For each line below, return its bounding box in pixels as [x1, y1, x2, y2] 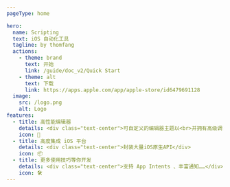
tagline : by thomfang [12, 42, 75, 49]
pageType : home [6, 10, 50, 17]
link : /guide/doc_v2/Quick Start [24, 67, 121, 74]
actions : [12, 48, 38, 55]
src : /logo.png [19, 99, 62, 107]
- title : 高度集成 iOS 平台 [12, 137, 87, 144]
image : [12, 93, 32, 100]
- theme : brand [19, 54, 62, 62]
